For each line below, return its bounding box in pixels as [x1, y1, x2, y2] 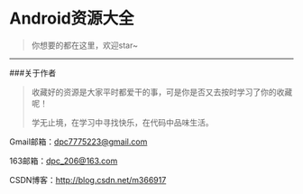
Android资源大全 [9, 8, 135, 29]
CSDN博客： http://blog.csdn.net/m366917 [9, 174, 167, 185]
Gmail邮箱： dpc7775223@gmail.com [9, 136, 148, 147]
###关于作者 [9, 67, 57, 78]
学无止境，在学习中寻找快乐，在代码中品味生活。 [31, 116, 214, 127]
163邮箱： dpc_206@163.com [9, 155, 118, 166]
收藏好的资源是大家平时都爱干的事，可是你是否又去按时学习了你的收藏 [31, 87, 293, 97]
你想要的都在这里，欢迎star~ [31, 40, 138, 51]
